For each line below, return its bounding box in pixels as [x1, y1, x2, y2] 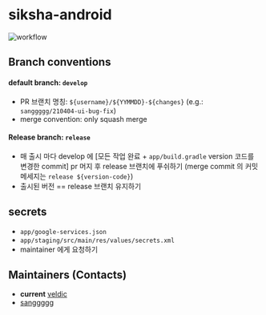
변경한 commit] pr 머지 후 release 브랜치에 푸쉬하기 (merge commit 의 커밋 [19, 161, 259, 171]
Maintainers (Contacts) [8, 268, 127, 281]
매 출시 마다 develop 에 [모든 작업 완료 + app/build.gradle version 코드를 [19, 151, 255, 161]
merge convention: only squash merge [19, 114, 147, 123]
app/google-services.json [19, 228, 107, 236]
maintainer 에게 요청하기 [19, 244, 99, 254]
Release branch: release [8, 132, 91, 142]
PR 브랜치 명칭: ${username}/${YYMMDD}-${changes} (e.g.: [19, 96, 204, 106]
